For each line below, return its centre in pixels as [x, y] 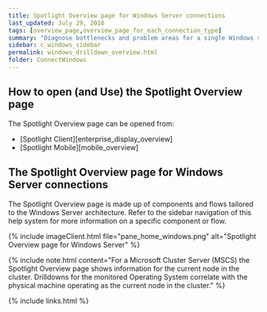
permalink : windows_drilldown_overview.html [83, 52]
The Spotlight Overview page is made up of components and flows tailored [131, 204]
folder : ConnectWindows [48, 60]
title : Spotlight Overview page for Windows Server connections [117, 15]
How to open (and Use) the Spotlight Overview [126, 92]
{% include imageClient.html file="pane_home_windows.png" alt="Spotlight [132, 236]
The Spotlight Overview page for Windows [116, 173]
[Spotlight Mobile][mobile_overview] [79, 147]
